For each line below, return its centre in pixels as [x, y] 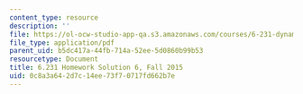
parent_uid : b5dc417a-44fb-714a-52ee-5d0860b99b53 [106, 51]
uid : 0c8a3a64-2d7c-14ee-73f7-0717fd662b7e [92, 76]
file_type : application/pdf [62, 43]
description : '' [40, 26]
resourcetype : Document [54, 59]
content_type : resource [54, 17]
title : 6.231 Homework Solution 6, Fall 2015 [96, 68]
